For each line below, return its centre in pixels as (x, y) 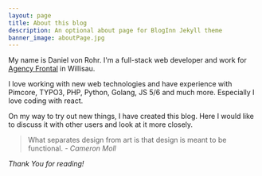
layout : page (30, 15)
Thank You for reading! (46, 164)
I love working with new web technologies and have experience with (120, 84)
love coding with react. (46, 101)
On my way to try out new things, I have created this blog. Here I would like (131, 117)
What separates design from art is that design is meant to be (127, 140)
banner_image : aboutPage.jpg (57, 38)
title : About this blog (48, 23)
